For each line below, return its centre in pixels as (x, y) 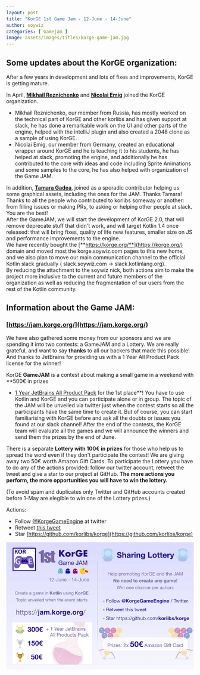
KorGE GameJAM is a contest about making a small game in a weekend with (100, 374)
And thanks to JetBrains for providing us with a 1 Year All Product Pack (93, 357)
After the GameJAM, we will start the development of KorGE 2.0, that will (95, 219)
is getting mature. (28, 83)
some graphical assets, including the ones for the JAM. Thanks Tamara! (94, 194)
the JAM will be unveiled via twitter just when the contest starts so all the (104, 405)
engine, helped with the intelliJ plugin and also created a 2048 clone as (102, 132)
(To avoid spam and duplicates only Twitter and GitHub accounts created (96, 491)
